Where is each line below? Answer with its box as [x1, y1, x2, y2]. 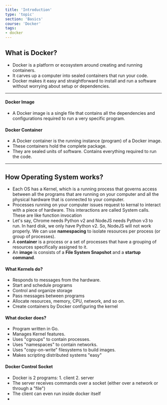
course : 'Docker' [5, 21, 41, 26]
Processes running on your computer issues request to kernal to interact [12, 202, 161, 208]
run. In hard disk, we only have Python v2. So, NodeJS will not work [12, 223, 152, 229]
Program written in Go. [12, 326, 59, 332]
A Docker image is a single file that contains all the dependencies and [12, 110, 155, 116]
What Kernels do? [5, 266, 43, 272]
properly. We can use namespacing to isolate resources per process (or [12, 228, 161, 234]
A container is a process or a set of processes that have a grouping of [12, 239, 157, 245]
